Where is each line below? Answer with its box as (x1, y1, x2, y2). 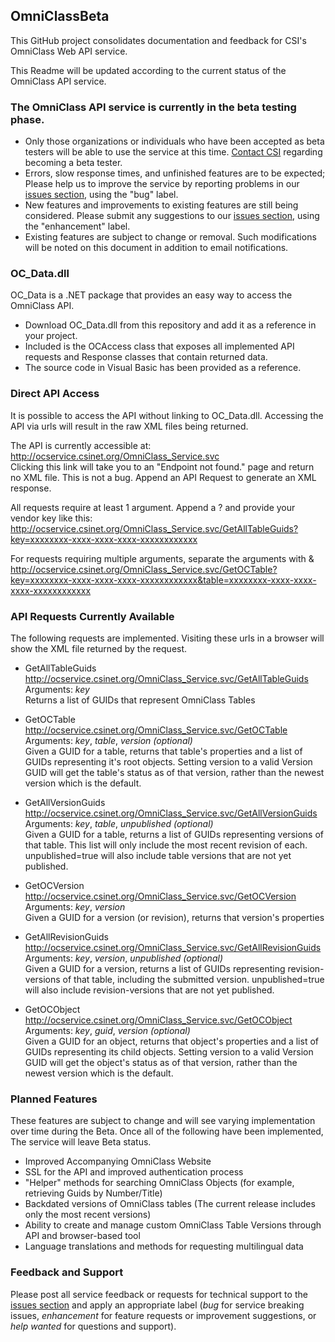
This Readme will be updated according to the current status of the (10, 64, 287, 76)
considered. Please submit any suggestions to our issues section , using (24, 210, 320, 222)
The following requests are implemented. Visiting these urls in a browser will (10, 632, 325, 644)
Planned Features (10, 1092, 98, 1106)
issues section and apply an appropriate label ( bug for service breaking (10, 1299, 305, 1311)
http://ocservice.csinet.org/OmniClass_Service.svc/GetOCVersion (24, 890, 297, 902)
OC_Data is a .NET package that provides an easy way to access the (10, 289, 293, 301)
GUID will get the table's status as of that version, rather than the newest (24, 767, 325, 778)
